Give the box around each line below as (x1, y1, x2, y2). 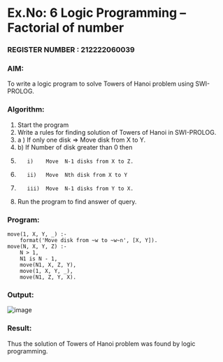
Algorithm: (7, 105, 45, 114)
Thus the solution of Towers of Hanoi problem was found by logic (7, 339, 196, 348)
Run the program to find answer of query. (17, 197, 137, 206)
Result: (7, 323, 32, 333)
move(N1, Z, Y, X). (20, 274, 77, 281)
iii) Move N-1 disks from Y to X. (27, 185, 134, 192)
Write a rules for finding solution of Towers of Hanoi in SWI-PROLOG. (17, 128, 217, 136)
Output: (7, 290, 34, 300)
